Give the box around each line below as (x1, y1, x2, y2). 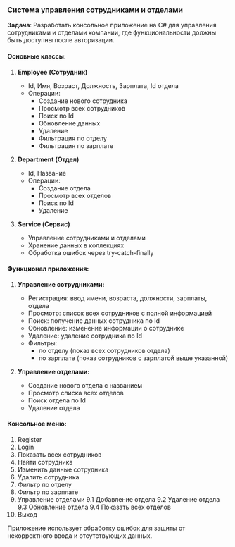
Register (17, 435, 42, 443)
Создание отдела (38, 183, 91, 192)
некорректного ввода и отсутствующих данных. (7, 531, 153, 540)
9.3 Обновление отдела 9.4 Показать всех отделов (17, 503, 171, 511)
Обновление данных (38, 118, 101, 128)
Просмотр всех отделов (38, 191, 112, 199)
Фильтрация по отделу (38, 134, 108, 142)
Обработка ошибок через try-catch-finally (27, 248, 154, 257)
